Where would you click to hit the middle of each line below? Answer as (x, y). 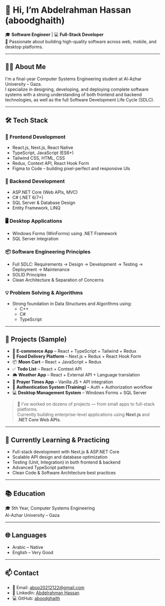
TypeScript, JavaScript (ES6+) (43, 153)
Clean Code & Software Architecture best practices (64, 473)
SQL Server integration (35, 239)
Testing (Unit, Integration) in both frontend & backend (66, 462)
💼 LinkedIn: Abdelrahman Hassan (46, 593)
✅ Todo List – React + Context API (47, 369)
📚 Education (25, 493)
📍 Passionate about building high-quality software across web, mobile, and (81, 41)
